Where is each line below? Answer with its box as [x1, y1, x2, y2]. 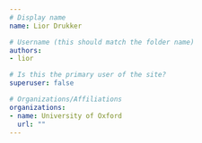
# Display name [9, 13, 66, 22]
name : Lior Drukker [9, 21, 83, 30]
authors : [9, 46, 42, 55]
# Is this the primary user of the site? [9, 71, 167, 80]
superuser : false [9, 79, 75, 88]
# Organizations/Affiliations [9, 95, 123, 104]
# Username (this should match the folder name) [9, 38, 195, 46]
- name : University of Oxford [9, 111, 123, 121]
